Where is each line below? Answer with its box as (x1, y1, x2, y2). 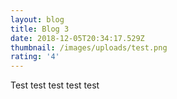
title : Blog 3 (10, 24, 70, 34)
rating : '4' (10, 52, 60, 62)
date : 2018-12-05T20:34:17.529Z (10, 33, 145, 43)
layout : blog (10, 14, 65, 25)
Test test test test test (10, 79, 100, 91)
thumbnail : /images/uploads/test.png (10, 42, 168, 53)
